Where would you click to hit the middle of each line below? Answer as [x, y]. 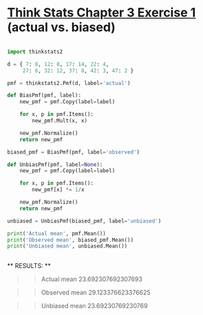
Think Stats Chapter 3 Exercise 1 [101, 13]
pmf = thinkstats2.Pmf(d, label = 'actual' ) [69, 83]
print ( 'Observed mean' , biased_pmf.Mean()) [71, 240]
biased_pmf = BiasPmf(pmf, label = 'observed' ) [73, 152]
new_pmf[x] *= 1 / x [58, 190]
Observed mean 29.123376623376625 [96, 293]
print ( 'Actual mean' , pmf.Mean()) [57, 233]
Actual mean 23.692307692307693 [92, 279]
